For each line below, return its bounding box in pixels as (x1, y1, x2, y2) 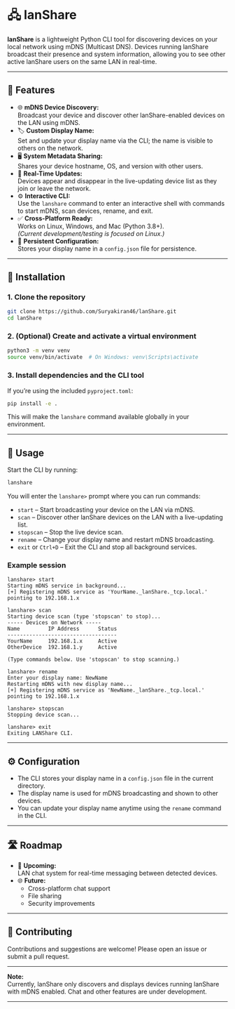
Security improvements (27, 899, 96, 908)
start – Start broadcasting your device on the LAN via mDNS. (17, 506, 195, 514)
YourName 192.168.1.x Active (7, 638, 117, 645)
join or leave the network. (17, 184, 91, 192)
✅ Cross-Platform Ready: (17, 213, 93, 223)
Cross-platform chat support (27, 884, 111, 893)
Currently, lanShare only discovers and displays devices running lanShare (7, 980, 220, 988)
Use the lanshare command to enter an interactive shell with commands (17, 199, 225, 207)
